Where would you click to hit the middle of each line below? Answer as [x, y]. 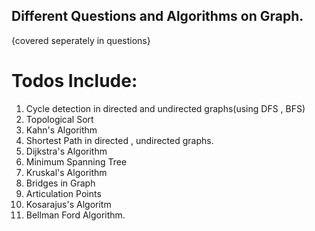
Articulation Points [63, 193]
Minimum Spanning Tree [76, 161]
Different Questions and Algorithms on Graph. [157, 16]
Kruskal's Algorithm [66, 172]
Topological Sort [59, 119]
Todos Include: [74, 81]
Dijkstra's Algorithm [66, 151]
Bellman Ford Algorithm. [75, 215]
